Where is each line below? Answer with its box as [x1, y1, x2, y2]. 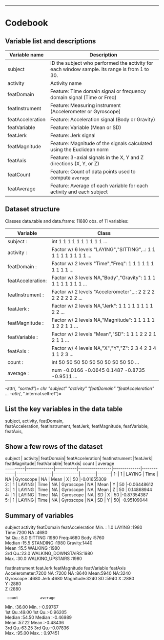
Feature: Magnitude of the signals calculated [50, 140, 152, 147]
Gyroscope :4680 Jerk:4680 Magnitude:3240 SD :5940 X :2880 [5, 576, 135, 582]
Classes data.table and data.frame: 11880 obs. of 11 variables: [5, 218, 129, 224]
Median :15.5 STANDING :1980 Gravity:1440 [5, 540, 93, 546]
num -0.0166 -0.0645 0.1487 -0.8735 [51, 366, 145, 373]
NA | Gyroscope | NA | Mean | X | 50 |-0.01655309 [5, 476, 107, 482]
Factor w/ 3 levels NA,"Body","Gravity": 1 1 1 [51, 274, 156, 281]
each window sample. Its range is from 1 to [50, 66, 149, 73]
